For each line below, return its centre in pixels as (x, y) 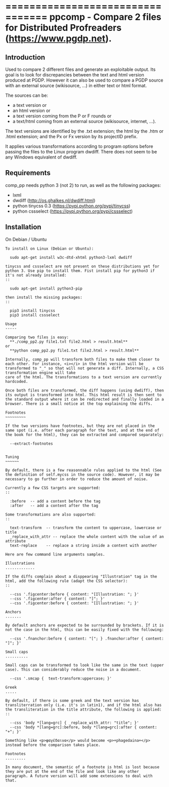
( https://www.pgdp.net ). (59, 39)
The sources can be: (27, 95)
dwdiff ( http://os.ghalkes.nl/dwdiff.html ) (54, 200)
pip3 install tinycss (33, 310)
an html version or (31, 110)
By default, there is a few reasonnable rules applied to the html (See (83, 470)
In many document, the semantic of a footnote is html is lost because (82, 767)
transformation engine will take (40, 373)
